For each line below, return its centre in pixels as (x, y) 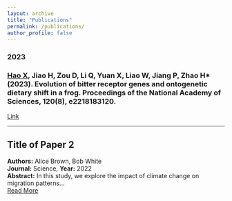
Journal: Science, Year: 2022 (49, 169)
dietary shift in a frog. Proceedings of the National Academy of (114, 93)
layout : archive (30, 13)
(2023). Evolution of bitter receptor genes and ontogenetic (108, 84)
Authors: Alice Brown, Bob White (55, 161)
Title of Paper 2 (41, 145)
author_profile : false (40, 33)
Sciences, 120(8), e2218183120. (61, 102)
